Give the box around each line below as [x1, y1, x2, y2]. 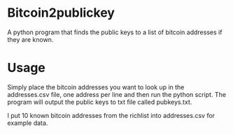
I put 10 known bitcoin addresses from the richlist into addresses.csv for [7, 111, 216, 119]
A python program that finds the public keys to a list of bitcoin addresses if [7, 28, 223, 36]
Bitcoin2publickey [7, 5, 115, 21]
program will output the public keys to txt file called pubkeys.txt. [7, 98, 192, 106]
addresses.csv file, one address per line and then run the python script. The [7, 90, 226, 98]
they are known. [7, 35, 54, 43]
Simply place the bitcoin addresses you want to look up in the [7, 82, 185, 91]
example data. [7, 119, 48, 127]
